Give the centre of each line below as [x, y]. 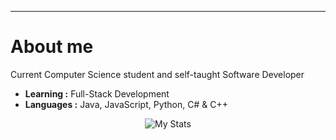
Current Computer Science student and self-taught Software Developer [157, 74]
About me [52, 47]
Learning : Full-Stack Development [97, 93]
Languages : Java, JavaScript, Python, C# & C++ [126, 104]
